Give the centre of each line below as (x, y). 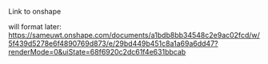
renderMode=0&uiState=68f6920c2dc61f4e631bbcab (97, 52)
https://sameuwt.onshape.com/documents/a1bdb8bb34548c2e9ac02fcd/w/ (134, 35)
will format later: (35, 26)
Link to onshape (35, 11)
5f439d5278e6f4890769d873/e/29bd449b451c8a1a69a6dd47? (113, 43)
